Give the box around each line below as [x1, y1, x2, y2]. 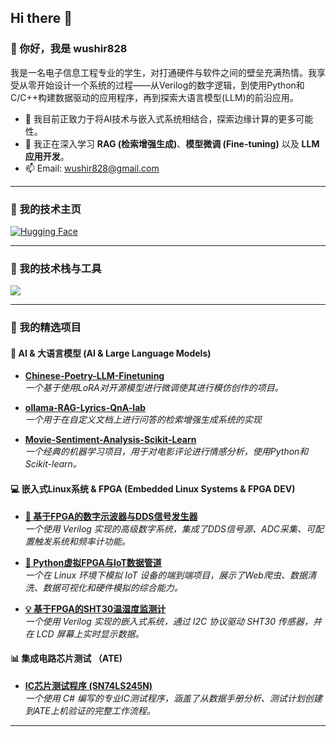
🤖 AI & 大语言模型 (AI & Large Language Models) [10, 347, 212, 359]
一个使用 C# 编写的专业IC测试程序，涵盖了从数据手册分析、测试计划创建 [24, 692, 323, 704]
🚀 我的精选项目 [10, 321, 82, 335]
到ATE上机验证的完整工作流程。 [24, 704, 156, 716]
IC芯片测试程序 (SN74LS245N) [24, 679, 153, 691]
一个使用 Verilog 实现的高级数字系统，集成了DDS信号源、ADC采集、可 [24, 522, 316, 535]
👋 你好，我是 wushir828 [10, 42, 128, 56]
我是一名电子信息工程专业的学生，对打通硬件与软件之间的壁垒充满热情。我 [10, 66, 317, 78]
